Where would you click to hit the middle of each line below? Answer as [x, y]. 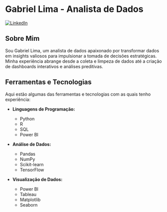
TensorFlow [32, 170]
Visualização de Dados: [37, 179]
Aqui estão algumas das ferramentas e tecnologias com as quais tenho [78, 94]
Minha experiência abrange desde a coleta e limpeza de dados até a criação [83, 61]
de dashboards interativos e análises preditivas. [54, 66]
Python [27, 118]
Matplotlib [30, 200]
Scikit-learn [32, 164]
